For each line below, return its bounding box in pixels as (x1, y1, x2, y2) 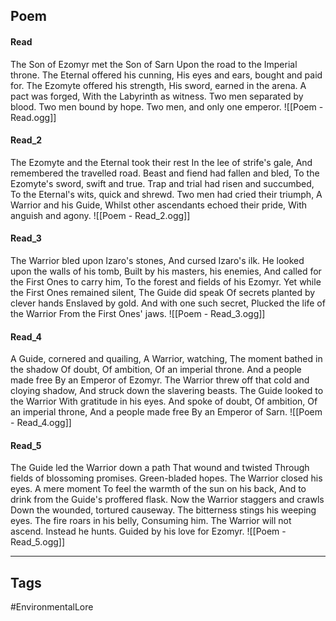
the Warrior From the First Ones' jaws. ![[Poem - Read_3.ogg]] (10, 308, 266, 319)
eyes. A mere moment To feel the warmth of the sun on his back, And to (10, 483, 307, 495)
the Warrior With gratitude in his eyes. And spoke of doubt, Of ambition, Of (10, 395, 318, 408)
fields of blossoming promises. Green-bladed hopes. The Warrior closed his (10, 472, 323, 484)
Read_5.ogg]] (10, 536, 66, 548)
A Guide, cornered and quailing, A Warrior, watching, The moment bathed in (10, 353, 323, 365)
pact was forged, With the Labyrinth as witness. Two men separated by (10, 90, 304, 102)
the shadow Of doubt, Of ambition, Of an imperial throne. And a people (10, 364, 302, 376)
